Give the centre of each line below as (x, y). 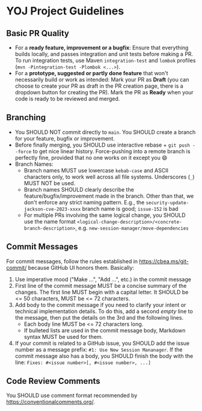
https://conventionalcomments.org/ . (50, 402)
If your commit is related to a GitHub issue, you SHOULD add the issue (102, 343)
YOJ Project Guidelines (65, 11)
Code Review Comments (53, 381)
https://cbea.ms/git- (164, 261)
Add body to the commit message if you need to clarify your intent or (100, 305)
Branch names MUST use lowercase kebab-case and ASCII (96, 170)
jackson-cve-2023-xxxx (52, 209)
